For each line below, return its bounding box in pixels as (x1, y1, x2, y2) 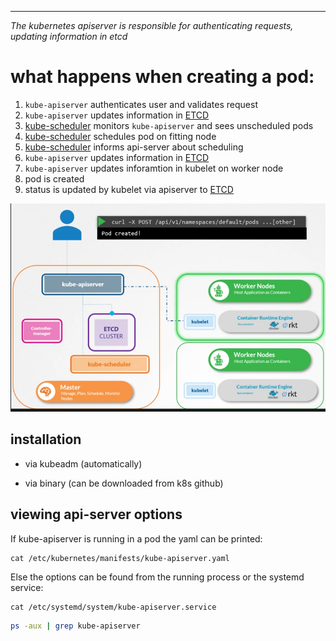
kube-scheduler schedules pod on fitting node (24, 130, 217, 142)
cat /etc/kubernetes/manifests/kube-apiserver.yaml (10, 553, 230, 563)
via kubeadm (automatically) (24, 457, 143, 470)
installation (10, 431, 82, 448)
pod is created (24, 172, 85, 185)
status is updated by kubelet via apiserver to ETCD (24, 183, 234, 195)
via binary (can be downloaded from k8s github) (24, 477, 224, 489)
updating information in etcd (10, 31, 128, 42)
